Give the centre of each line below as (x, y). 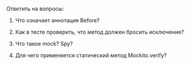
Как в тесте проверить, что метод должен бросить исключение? (100, 32)
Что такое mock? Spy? (44, 44)
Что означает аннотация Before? (57, 20)
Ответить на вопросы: (35, 9)
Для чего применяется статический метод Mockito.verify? (91, 55)
